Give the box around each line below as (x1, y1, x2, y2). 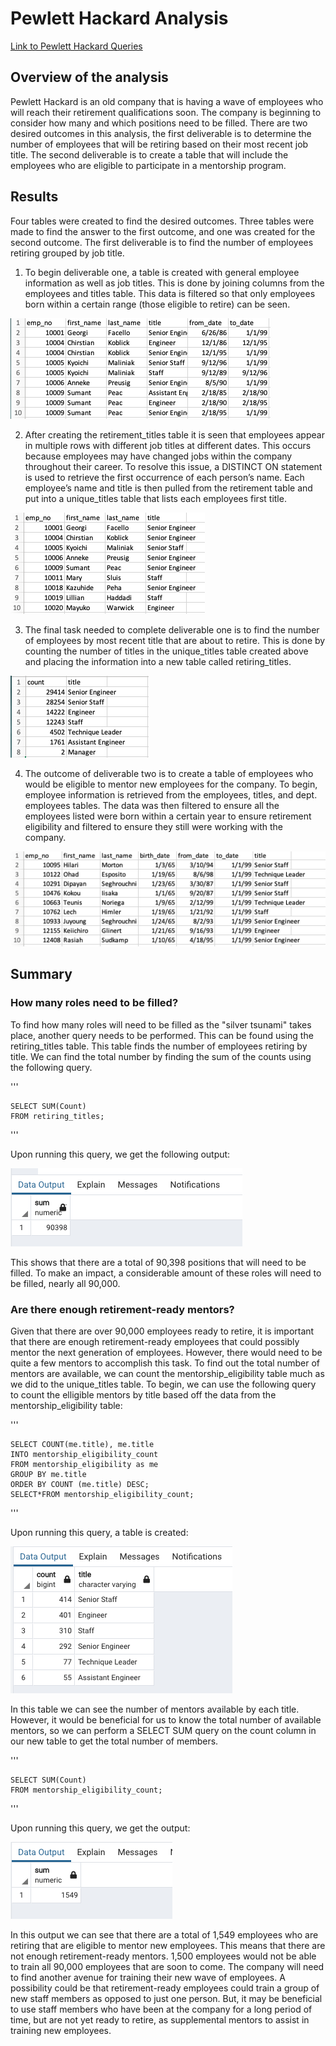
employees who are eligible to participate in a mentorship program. (10, 159, 287, 171)
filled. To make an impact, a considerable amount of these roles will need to (10, 1267, 322, 1279)
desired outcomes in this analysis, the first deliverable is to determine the (10, 127, 312, 139)
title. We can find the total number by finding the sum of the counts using (10, 1050, 312, 1062)
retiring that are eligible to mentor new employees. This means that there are (10, 1939, 326, 1951)
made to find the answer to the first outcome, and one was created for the (10, 225, 316, 237)
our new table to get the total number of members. (10, 1735, 219, 1747)
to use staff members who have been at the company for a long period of (10, 2003, 313, 2015)
